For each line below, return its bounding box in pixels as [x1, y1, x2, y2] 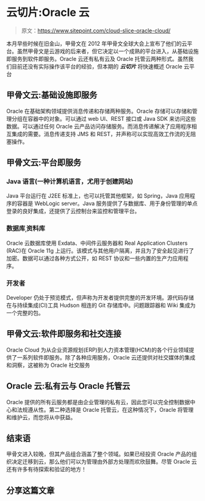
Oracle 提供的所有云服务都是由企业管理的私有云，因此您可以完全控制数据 [6, 398, 190, 406]
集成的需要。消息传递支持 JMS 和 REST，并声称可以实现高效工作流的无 [11, 130, 191, 137]
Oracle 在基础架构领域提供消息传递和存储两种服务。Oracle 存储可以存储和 [6, 107, 192, 115]
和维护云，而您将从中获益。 [6, 413, 76, 421]
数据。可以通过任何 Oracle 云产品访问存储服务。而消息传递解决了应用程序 [6, 123, 192, 130]
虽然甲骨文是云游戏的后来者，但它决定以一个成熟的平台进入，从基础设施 [16, 47, 199, 55]
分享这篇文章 [6, 485, 55, 496]
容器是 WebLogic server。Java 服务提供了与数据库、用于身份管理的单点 [16, 200, 198, 207]
